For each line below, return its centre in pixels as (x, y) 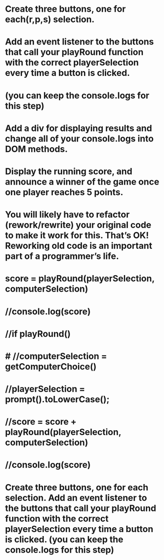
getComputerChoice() (51, 366)
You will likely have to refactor (67, 215)
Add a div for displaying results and (79, 128)
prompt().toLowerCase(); (57, 399)
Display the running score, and (69, 171)
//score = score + (41, 422)
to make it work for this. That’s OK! (77, 235)
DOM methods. (36, 149)
